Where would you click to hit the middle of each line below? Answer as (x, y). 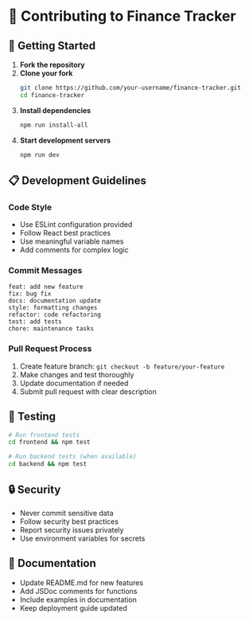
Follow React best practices (65, 233)
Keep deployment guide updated (73, 607)
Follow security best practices (69, 521)
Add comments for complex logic (74, 250)
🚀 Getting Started (52, 46)
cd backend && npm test (48, 464)
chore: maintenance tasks (51, 329)
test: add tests (35, 322)
